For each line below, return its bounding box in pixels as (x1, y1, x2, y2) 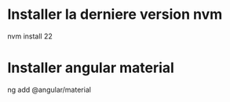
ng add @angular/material (7, 85, 92, 94)
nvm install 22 (7, 31, 53, 41)
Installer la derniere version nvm (7, 5, 223, 24)
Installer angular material (7, 59, 174, 77)
